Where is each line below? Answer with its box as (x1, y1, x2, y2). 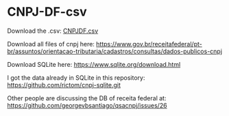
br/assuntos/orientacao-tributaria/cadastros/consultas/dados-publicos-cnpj (7, 47, 223, 55)
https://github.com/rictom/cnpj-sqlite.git (7, 81, 121, 89)
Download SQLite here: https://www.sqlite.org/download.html (7, 60, 181, 68)
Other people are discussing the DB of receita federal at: (7, 93, 167, 102)
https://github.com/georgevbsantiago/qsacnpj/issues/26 (7, 101, 167, 109)
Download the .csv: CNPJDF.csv (7, 27, 99, 35)
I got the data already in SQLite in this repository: (7, 73, 145, 82)
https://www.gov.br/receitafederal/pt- (95, 40, 202, 48)
